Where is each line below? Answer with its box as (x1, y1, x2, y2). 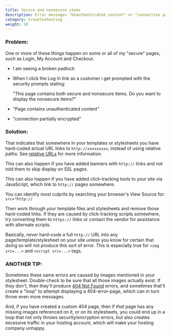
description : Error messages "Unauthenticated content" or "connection (5, 12, 160, 17)
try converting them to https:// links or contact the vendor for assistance (5, 216, 160, 222)
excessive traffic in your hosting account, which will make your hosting (5, 320, 154, 326)
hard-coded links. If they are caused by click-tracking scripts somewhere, (5, 211, 160, 217)
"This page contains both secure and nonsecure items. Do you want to (12, 90, 161, 97)
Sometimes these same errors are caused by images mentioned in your (5, 272, 155, 278)
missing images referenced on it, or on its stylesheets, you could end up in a (5, 309, 165, 315)
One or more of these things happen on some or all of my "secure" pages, (5, 50, 161, 56)
